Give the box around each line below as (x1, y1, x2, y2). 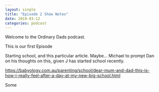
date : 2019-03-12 (5, 16, 40, 21)
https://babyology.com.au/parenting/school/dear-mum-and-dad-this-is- (5, 68, 150, 74)
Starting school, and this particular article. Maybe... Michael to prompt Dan (5, 53, 155, 59)
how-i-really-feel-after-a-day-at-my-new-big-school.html (5, 73, 121, 78)
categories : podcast (5, 20, 47, 26)
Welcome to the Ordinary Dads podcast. (5, 34, 86, 40)
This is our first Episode (5, 43, 53, 49)
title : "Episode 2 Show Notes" (5, 12, 69, 17)
